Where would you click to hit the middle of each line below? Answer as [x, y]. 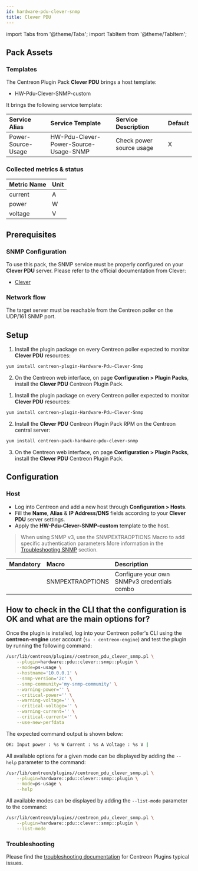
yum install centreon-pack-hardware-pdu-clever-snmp [72, 441]
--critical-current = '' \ [47, 717]
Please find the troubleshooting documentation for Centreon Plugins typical [98, 857]
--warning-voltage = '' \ [46, 700]
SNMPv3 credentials [143, 581]
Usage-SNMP [70, 152]
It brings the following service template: [54, 105]
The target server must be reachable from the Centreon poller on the [90, 310]
